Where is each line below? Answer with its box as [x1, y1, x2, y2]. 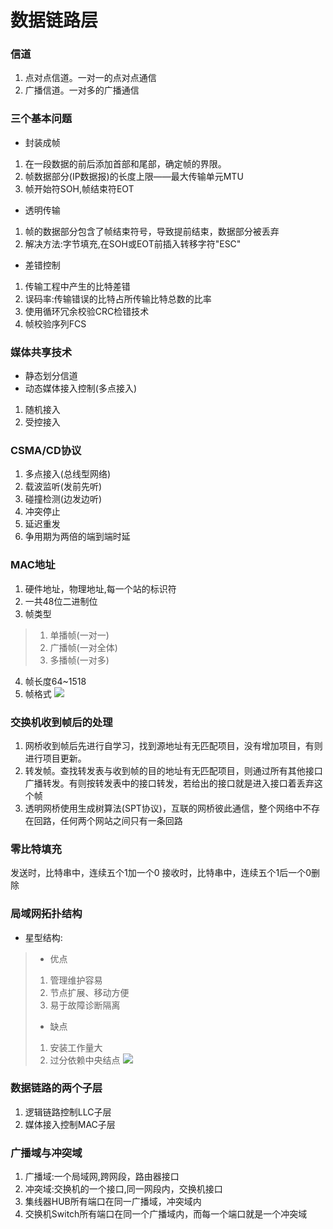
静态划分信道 [24, 370, 78, 382]
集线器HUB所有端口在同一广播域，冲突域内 [24, 1196, 202, 1208]
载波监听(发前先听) [24, 481, 103, 493]
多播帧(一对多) [49, 654, 110, 666]
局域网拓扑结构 [10, 907, 83, 921]
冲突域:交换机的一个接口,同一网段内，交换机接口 [24, 1183, 223, 1195]
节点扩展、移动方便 [49, 986, 130, 998]
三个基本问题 [10, 112, 73, 126]
